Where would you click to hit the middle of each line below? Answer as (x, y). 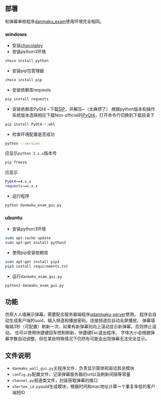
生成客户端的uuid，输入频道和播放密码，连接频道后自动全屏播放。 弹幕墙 (82, 321)
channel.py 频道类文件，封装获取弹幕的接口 (55, 381)
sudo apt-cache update (28, 238)
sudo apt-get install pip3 (32, 262)
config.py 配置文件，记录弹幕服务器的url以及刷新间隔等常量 (71, 374)
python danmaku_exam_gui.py (33, 205)
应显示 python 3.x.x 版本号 (31, 153)
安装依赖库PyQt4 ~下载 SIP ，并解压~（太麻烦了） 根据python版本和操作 (83, 109)
